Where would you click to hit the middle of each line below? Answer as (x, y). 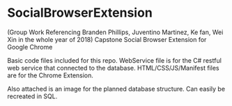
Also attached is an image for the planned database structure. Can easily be (116, 89)
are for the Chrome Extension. (51, 75)
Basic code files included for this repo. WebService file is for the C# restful (114, 60)
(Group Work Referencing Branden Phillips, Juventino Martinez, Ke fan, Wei (115, 32)
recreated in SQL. (32, 96)
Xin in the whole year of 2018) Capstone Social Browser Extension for (107, 39)
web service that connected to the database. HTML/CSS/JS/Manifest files (113, 68)
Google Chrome (30, 47)
